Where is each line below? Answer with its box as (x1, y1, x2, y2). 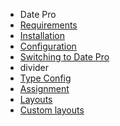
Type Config (19, 72, 72, 84)
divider (19, 62, 50, 73)
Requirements (19, 19, 78, 31)
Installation (19, 30, 66, 41)
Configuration (19, 40, 77, 52)
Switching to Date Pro (19, 51, 110, 63)
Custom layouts (19, 104, 85, 116)
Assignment (19, 83, 70, 94)
